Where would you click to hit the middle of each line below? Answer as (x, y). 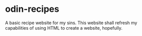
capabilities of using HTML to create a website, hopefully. (64, 28)
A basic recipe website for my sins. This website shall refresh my (71, 23)
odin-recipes (32, 9)
